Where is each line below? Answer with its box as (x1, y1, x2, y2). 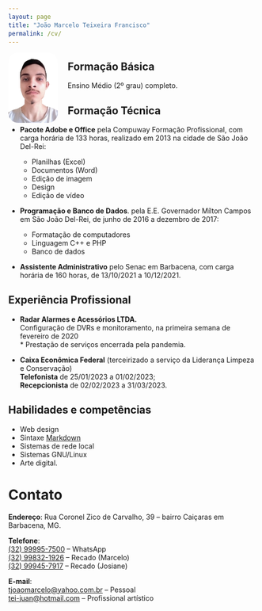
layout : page (8, 13, 51, 21)
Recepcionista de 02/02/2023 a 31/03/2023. (19, 380, 168, 390)
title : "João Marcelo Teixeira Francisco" (8, 21, 150, 29)
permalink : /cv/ (8, 29, 62, 37)
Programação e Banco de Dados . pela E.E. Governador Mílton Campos (19, 206, 252, 216)
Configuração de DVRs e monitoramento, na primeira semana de (19, 323, 231, 332)
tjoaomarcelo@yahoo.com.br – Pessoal (8, 585, 136, 594)
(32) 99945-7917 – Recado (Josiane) (8, 561, 128, 571)
